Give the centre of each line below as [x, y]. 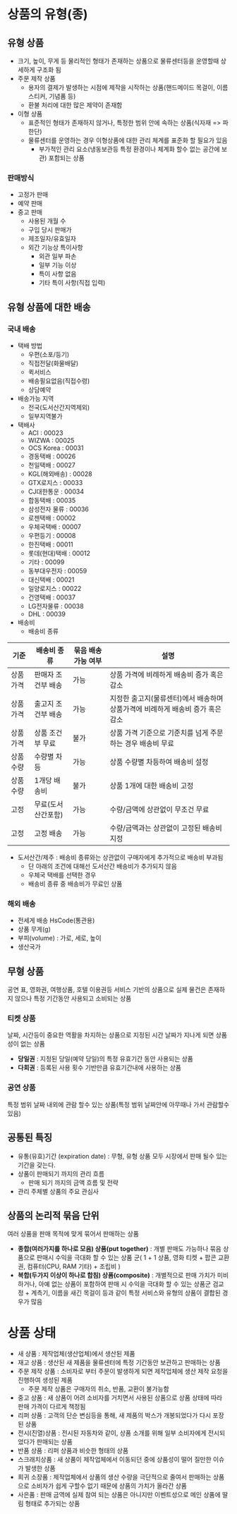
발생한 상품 [40, 1468]
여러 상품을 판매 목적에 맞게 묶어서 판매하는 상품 [73, 1234]
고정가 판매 [33, 195]
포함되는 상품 [66, 158]
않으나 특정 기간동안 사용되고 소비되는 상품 [73, 999]
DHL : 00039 [47, 613]
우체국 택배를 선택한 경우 [62, 874]
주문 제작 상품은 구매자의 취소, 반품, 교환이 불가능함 [98, 1389]
